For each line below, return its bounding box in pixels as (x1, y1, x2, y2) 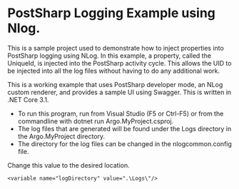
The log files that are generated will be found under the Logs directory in (17, 124, 232, 133)
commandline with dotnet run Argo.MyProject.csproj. (17, 116, 174, 126)
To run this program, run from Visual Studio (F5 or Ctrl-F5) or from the (17, 109, 224, 118)
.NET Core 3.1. (7, 95, 49, 104)
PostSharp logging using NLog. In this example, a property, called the (7, 51, 212, 60)
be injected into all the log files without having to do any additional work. (7, 66, 220, 75)
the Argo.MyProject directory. (17, 132, 106, 141)
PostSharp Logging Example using (7, 5, 216, 21)
